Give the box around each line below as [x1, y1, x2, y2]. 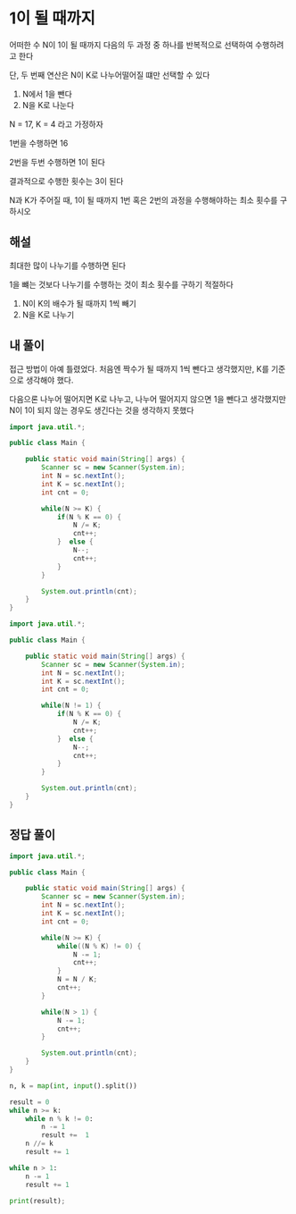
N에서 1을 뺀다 [21, 89, 73, 99]
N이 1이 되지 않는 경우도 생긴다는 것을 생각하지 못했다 [9, 404, 194, 416]
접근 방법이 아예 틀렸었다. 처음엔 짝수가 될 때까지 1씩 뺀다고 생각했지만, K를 [9, 363, 269, 374]
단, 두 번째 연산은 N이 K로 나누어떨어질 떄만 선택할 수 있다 [9, 69, 210, 80]
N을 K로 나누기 [21, 309, 75, 320]
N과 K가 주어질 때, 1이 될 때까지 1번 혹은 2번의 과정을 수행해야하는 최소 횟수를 [9, 194, 278, 206]
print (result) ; [9, 1196, 66, 1205]
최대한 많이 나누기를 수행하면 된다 [9, 260, 127, 271]
